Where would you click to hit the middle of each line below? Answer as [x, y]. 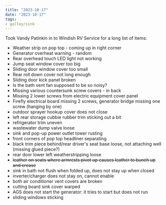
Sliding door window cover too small [50, 69]
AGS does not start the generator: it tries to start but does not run [80, 192]
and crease [24, 165]
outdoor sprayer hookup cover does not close [60, 112]
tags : [11, 19]
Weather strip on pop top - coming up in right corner [67, 48]
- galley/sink [20, 24]
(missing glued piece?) [36, 149]
